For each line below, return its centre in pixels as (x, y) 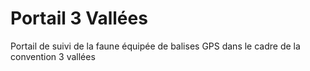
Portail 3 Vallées (79, 18)
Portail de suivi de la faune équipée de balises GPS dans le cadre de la (155, 46)
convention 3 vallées (53, 56)
